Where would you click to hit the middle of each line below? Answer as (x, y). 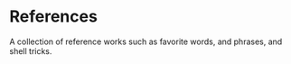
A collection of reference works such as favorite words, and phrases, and (146, 41)
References (53, 17)
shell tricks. (31, 50)
